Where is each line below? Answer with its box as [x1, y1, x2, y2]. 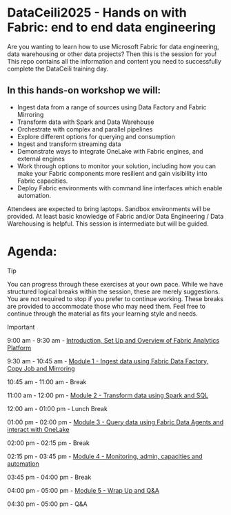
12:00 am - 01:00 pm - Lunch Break [7, 404, 108, 413]
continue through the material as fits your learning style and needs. [7, 309, 198, 318]
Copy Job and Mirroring [7, 364, 75, 372]
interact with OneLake [7, 425, 70, 433]
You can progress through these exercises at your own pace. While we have [7, 280, 223, 288]
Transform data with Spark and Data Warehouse [17, 118, 154, 126]
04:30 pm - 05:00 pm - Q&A [7, 500, 88, 508]
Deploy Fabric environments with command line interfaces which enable [17, 183, 223, 192]
